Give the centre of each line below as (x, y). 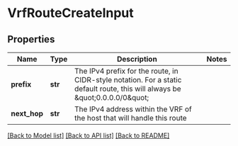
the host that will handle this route (130, 118)
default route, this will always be (128, 89)
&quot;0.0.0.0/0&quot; (112, 97)
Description (137, 59)
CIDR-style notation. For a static (128, 80)
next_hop (27, 113)
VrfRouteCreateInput (71, 13)
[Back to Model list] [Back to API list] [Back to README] (89, 135)
